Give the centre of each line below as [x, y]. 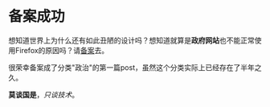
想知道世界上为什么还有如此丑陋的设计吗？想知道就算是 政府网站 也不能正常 [131, 40]
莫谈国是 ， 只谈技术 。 [43, 94]
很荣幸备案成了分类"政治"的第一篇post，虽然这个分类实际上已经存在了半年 [131, 67]
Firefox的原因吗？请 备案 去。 [62, 50]
